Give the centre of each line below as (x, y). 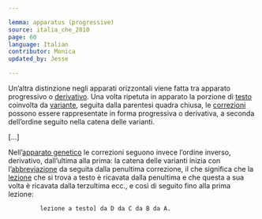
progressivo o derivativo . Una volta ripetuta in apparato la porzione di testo (130, 97)
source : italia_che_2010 (49, 30)
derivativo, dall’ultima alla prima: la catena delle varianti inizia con (114, 161)
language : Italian (38, 44)
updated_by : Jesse (38, 59)
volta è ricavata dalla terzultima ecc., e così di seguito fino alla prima (120, 186)
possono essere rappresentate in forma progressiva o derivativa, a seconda (131, 113)
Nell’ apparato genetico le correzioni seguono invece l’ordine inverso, (120, 152)
